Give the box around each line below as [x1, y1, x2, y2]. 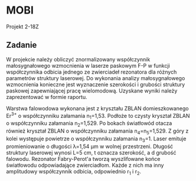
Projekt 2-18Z [6, 23, 40, 30]
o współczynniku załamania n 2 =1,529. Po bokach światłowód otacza [6, 120, 172, 128]
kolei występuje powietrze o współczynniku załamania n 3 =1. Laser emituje [6, 135, 187, 143]
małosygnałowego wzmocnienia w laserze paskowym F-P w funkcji [6, 62, 170, 69]
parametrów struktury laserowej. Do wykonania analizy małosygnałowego [6, 74, 185, 81]
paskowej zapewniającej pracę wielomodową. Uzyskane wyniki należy [6, 87, 178, 94]
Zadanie [6, 40, 37, 50]
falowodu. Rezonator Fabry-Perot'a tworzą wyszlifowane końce [6, 155, 161, 162]
